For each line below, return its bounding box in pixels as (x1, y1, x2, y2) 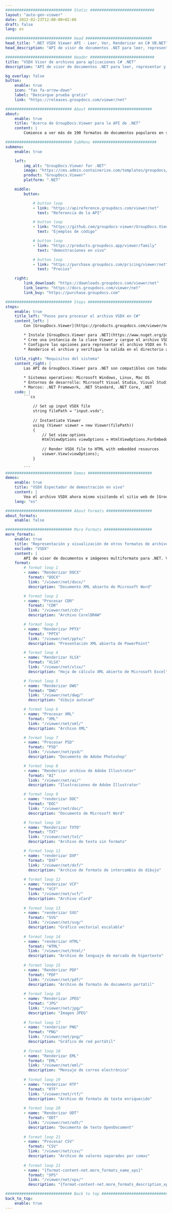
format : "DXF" (28, 858, 58, 863)
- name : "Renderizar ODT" (24, 1110, 79, 1116)
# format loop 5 (24, 678, 58, 683)
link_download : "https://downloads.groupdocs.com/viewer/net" (24, 280, 159, 286)
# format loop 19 (24, 1077, 60, 1082)
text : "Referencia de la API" (37, 210, 102, 215)
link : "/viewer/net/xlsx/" (28, 664, 86, 670)
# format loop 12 (24, 877, 60, 882)
